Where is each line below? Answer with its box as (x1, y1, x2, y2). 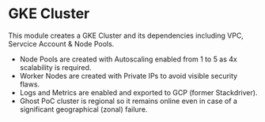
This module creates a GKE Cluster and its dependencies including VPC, (8, 31, 244, 40)
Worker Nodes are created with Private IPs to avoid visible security (19, 71, 238, 80)
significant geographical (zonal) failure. (19, 104, 148, 114)
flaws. (19, 79, 40, 89)
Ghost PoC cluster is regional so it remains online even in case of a (19, 96, 237, 105)
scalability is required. (19, 62, 92, 72)
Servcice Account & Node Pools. (8, 39, 115, 48)
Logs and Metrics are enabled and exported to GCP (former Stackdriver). (19, 87, 258, 97)
